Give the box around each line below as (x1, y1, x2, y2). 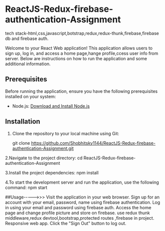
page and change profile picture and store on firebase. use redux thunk (5, 210, 150, 216)
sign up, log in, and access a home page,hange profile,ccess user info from (5, 50, 159, 56)
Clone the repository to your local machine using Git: (12, 130, 120, 136)
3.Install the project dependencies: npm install (5, 169, 99, 176)
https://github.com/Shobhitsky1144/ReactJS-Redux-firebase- (31, 140, 156, 146)
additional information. (5, 61, 51, 67)
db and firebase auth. (5, 36, 49, 41)
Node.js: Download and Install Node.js (12, 103, 90, 109)
